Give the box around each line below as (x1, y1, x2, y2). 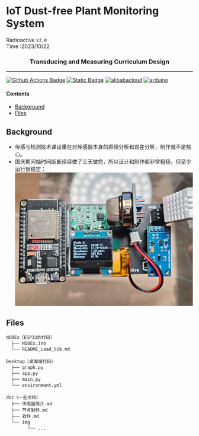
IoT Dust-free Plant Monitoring (6, 4, 159, 18)
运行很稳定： (14, 166, 46, 173)
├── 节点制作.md (11, 408, 49, 413)
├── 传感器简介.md (11, 401, 52, 407)
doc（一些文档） (6, 394, 41, 401)
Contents (6, 90, 30, 97)
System (6, 17, 45, 30)
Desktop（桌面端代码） (6, 359, 56, 365)
